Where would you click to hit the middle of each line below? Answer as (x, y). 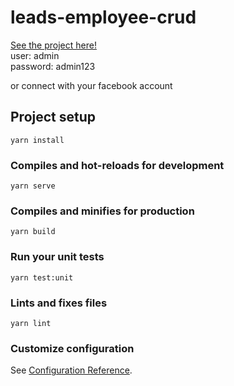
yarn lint (31, 323)
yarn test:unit (42, 277)
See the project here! (53, 45)
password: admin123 (53, 66)
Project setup (53, 117)
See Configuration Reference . (71, 370)
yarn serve (33, 186)
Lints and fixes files (59, 303)
